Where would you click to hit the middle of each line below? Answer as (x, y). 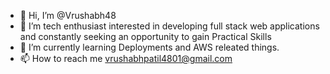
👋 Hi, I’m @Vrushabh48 (68, 15)
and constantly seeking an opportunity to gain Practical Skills (145, 36)
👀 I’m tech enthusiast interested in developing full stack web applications (169, 26)
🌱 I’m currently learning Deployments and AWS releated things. (149, 47)
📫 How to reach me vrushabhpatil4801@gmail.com (126, 58)
